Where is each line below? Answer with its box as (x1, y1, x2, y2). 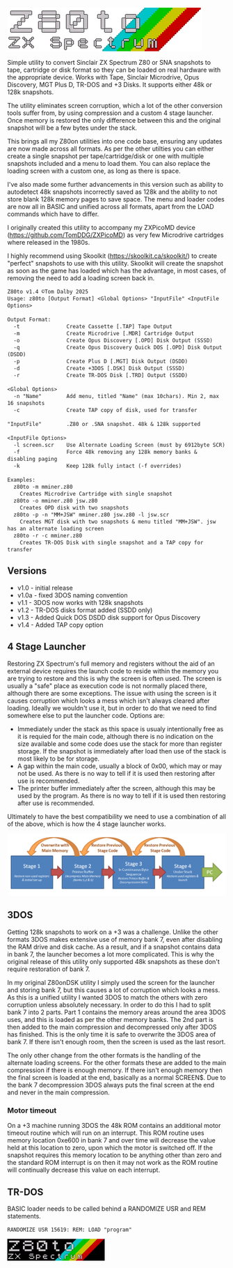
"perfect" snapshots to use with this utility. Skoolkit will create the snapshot (7, 259, 224, 267)
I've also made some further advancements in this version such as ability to (7, 181, 224, 188)
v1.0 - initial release (17, 583, 73, 592)
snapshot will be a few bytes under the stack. (7, 123, 138, 132)
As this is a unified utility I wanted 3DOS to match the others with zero (7, 993, 208, 1001)
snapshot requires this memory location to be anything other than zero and (7, 1151, 222, 1159)
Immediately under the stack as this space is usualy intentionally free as (17, 724, 224, 733)
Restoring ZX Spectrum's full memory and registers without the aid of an (7, 659, 215, 668)
